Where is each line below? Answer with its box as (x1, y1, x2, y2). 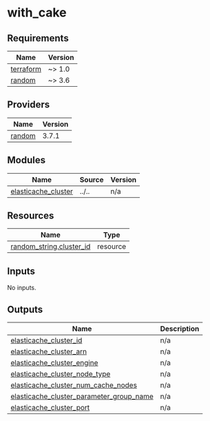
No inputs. (7, 284, 36, 292)
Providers (7, 99, 50, 111)
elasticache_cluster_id (10, 336, 83, 345)
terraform (10, 64, 42, 74)
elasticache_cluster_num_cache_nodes (10, 380, 138, 390)
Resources (7, 210, 54, 222)
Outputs (7, 303, 43, 315)
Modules (7, 154, 46, 166)
